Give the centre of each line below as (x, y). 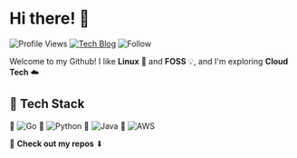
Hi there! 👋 (50, 19)
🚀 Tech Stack (47, 104)
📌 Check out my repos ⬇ (56, 143)
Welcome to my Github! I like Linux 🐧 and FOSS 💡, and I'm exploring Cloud (149, 61)
